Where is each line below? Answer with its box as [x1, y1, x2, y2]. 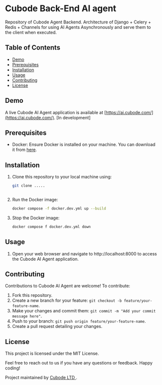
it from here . [12, 147, 37, 153]
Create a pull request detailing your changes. [12, 324, 103, 329]
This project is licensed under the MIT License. [5, 350, 99, 356]
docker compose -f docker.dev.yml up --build [12, 206, 106, 211]
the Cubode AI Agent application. [12, 256, 79, 262]
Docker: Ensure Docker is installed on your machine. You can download [12, 142, 156, 148]
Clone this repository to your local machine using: [12, 174, 112, 180]
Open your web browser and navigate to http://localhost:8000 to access [12, 250, 157, 256]
